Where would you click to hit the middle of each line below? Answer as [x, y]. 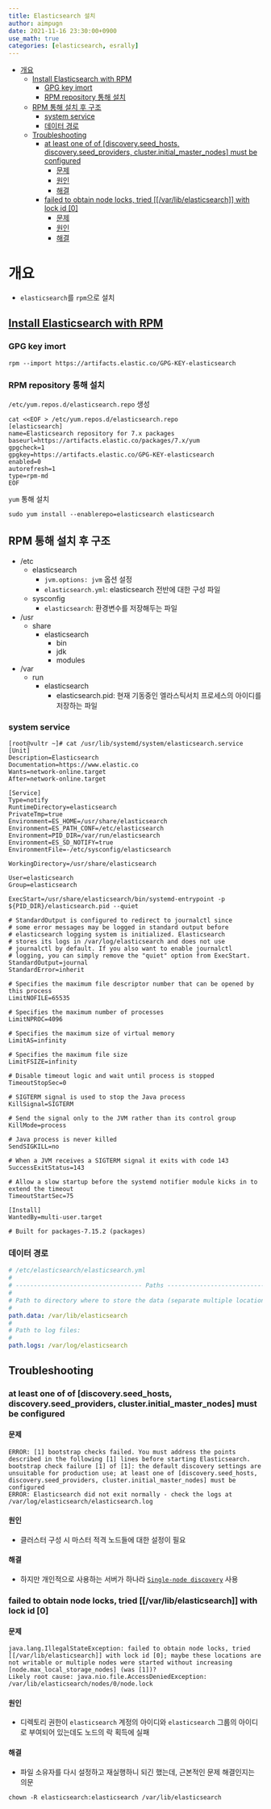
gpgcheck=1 [27, 448]
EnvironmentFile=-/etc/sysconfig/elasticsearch [90, 850]
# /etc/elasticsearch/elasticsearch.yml [77, 1271]
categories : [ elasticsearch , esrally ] [73, 46]
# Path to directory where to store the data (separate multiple [120, 1300]
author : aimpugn [35, 23]
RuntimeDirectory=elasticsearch [63, 808]
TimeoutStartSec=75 [41, 1197]
